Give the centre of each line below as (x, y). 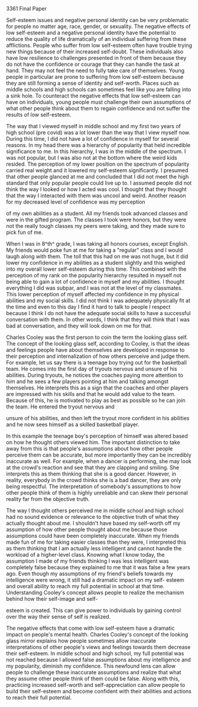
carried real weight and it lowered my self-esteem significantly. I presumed (97, 170)
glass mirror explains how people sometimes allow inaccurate (81, 641)
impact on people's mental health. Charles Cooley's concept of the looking (97, 634)
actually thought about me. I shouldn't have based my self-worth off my (93, 523)
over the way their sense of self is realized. (59, 616)
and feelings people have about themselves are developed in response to (95, 350)
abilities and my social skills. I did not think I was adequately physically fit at (98, 300)
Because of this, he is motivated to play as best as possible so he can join (96, 400)
